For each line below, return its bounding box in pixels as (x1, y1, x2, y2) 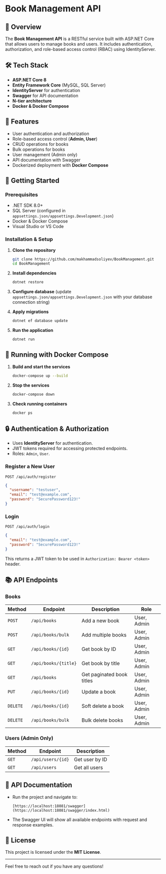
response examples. (12, 822, 54, 828)
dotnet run (12, 337, 35, 342)
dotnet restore (12, 280, 44, 285)
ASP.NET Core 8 (12, 77, 47, 83)
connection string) (12, 299, 50, 305)
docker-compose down (12, 392, 55, 397)
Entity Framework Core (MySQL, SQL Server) (12, 82, 106, 88)
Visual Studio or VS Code (12, 224, 64, 230)
